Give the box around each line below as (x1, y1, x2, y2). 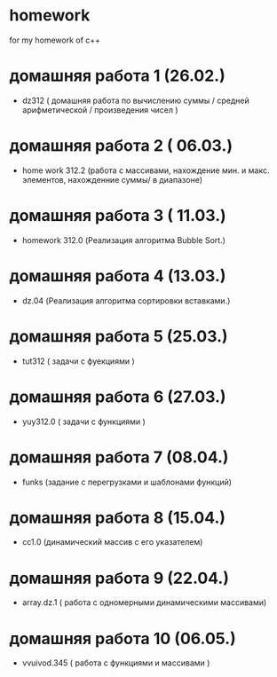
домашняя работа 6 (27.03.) (9, 387, 226, 406)
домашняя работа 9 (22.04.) (9, 568, 229, 588)
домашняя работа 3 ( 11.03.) (9, 206, 226, 225)
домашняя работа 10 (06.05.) (9, 628, 237, 649)
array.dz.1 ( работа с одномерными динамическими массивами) (21, 597, 267, 608)
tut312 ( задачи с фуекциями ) (21, 356, 135, 366)
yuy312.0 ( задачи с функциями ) (21, 416, 146, 427)
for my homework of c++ (9, 35, 100, 45)
